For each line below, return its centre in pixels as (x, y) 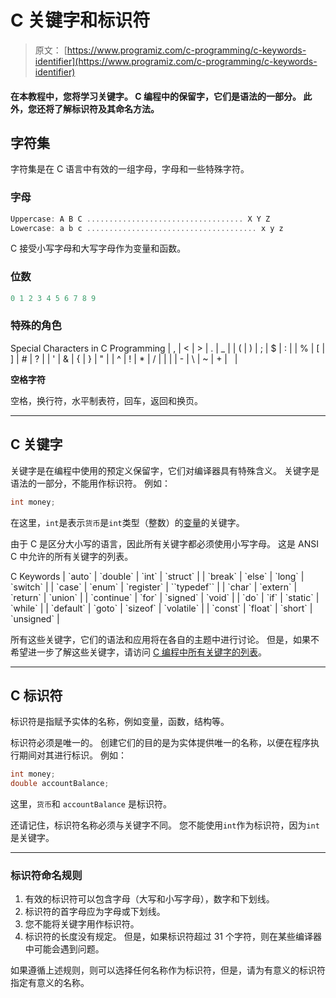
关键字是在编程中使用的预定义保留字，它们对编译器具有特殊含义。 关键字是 (165, 470)
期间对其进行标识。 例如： (72, 755)
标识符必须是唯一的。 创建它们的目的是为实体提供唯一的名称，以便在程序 (160, 743)
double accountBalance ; (60, 784)
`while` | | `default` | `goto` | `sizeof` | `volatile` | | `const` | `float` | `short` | (161, 608)
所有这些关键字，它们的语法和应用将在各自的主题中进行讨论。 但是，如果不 (165, 639)
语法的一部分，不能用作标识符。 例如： (90, 483)
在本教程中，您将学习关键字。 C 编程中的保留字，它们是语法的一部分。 (156, 96)
